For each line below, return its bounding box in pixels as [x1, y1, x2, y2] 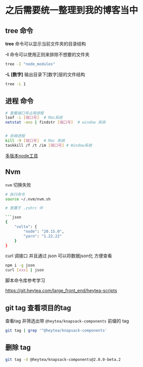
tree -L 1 [5, 81, 26, 87]
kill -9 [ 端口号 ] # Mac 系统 [5, 138, 65, 143]
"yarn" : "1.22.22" [23, 233, 62, 238]
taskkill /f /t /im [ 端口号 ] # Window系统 [5, 143, 92, 148]
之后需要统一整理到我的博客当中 [5, 5, 138, 16]
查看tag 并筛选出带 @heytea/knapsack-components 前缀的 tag [5, 317, 129, 324]
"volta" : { [14, 224, 37, 229]
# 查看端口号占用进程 [5, 110, 44, 115]
